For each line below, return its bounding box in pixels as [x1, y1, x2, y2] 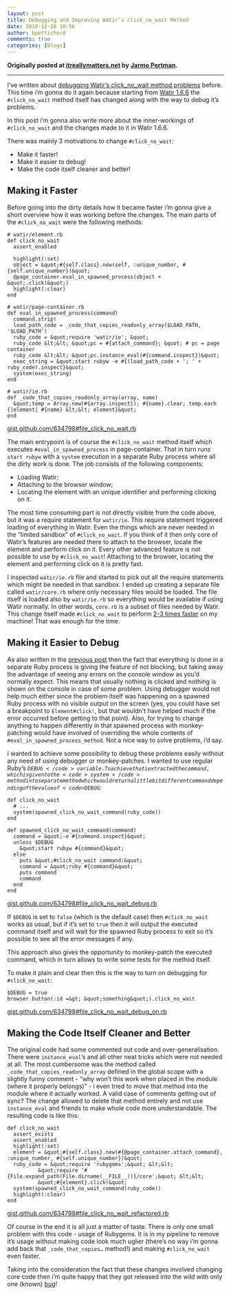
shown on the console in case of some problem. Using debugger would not [7, 684, 221, 693]
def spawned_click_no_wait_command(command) [7, 827, 137, 834]
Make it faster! [16, 150, 58, 159]
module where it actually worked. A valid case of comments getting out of [7, 1090, 217, 1098]
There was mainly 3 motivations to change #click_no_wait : [7, 137, 174, 145]
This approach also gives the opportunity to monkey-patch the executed [7, 947, 212, 956]
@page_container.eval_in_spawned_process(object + [13, 273, 162, 280]
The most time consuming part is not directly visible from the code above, [7, 508, 217, 516]
